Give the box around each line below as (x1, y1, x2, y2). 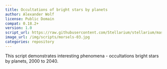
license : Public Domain (5, 16, 55, 21)
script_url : (5, 30, 30, 35)
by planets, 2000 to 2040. (5, 58, 59, 64)
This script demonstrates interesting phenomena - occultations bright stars (5, 53, 159, 59)
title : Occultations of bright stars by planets (5, 7, 108, 12)
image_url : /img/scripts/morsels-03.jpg (5, 35, 90, 40)
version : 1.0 (5, 26, 32, 31)
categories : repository (5, 39, 55, 44)
